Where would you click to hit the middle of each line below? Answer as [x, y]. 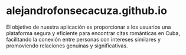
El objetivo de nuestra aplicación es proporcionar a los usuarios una [89, 27]
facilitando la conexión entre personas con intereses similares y [84, 39]
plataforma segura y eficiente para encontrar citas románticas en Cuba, [93, 33]
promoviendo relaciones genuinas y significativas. [67, 46]
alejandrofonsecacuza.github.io [87, 11]
